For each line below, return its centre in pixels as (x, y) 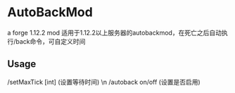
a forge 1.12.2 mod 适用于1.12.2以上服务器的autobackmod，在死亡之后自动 (114, 32)
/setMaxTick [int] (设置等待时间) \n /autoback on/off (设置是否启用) (104, 82)
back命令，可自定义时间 (51, 41)
